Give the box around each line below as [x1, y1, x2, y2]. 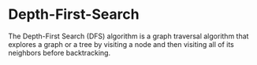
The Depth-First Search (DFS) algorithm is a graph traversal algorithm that [8, 31, 249, 41]
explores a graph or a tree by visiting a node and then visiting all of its [8, 39, 235, 49]
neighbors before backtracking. [8, 48, 111, 57]
